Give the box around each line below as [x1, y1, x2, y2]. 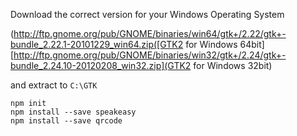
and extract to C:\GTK [10, 79, 98, 91]
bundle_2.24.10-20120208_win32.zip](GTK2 [10, 60, 192, 71]
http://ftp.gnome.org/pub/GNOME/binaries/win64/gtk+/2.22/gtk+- [13, 28, 287, 39]
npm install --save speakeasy [10, 107, 137, 117]
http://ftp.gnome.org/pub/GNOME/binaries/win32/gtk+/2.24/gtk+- [13, 49, 287, 61]
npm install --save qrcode [10, 116, 123, 126]
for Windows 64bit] [185, 39, 265, 50]
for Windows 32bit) [193, 60, 273, 71]
